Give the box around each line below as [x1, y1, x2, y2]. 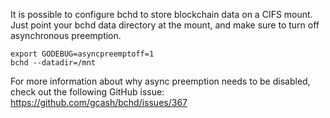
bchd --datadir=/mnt [10, 58, 97, 68]
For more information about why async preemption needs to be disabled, [10, 75, 311, 87]
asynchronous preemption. [10, 30, 122, 41]
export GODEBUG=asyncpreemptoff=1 [10, 49, 155, 59]
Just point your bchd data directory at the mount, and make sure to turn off [10, 19, 320, 31]
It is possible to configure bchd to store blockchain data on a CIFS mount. [10, 9, 313, 20]
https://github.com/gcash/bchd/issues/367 [10, 97, 188, 108]
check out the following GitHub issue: [10, 86, 165, 98]
